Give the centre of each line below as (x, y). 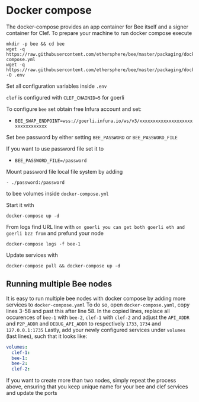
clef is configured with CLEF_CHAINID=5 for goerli (65, 97)
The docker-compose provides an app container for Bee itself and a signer (97, 27)
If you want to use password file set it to (55, 148)
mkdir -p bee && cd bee (36, 44)
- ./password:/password (36, 182)
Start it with (20, 205)
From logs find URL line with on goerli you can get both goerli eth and (96, 226)
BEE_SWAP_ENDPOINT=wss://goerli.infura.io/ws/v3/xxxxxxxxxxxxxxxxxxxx (104, 121)
